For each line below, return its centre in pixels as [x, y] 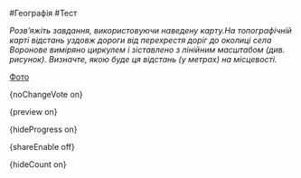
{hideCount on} [38, 164]
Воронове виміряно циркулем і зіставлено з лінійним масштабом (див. [147, 50]
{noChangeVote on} [46, 94]
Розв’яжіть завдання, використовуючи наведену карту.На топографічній [150, 30]
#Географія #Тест [43, 13]
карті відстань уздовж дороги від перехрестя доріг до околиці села [141, 40]
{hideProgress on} [43, 129]
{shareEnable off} [42, 147]
